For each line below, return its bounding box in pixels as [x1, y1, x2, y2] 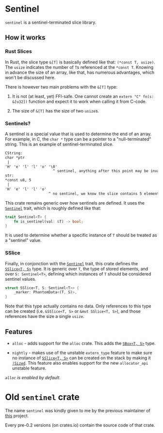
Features [5, 327, 33, 336]
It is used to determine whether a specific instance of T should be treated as [5, 232, 157, 238]
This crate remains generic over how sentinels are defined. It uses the [5, 200, 145, 206]
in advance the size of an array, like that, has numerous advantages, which [5, 69, 155, 75]
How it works [5, 33, 46, 42]
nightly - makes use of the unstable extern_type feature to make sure [12, 350, 152, 356]
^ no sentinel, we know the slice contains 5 [48, 191, 142, 196]
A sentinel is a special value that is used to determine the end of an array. [5, 131, 152, 137]
